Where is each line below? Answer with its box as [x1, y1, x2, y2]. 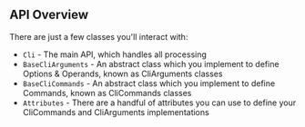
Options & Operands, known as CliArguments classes [22, 68, 223, 79]
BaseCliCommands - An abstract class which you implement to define [22, 77, 276, 89]
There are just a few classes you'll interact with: [9, 31, 188, 42]
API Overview [9, 7, 89, 23]
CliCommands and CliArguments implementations [22, 106, 209, 117]
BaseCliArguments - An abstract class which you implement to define [22, 58, 280, 69]
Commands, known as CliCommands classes [22, 87, 192, 98]
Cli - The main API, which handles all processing [22, 49, 208, 60]
